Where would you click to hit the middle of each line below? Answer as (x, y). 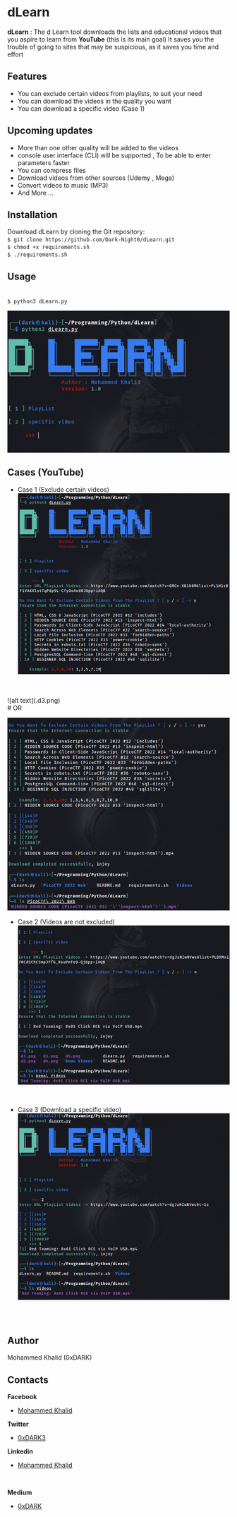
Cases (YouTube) (46, 472)
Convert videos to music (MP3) (63, 185)
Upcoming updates (50, 131)
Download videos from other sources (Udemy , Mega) (96, 178)
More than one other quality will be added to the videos (98, 147)
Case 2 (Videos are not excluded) (66, 921)
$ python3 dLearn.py (38, 302)
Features (27, 77)
